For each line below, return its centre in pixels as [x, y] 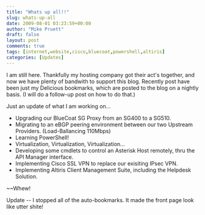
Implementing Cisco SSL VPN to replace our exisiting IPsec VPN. [96, 163]
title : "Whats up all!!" [38, 12]
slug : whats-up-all [31, 18]
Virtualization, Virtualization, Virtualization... [70, 144]
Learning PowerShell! [42, 137]
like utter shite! [25, 206]
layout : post [23, 40]
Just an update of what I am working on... [59, 106]
